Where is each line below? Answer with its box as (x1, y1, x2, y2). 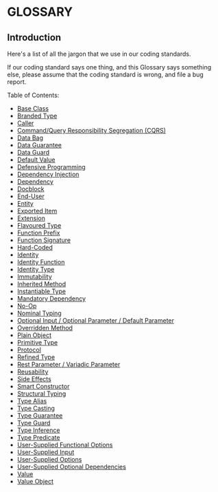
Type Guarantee (16, 411, 63, 420)
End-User (16, 192, 45, 200)
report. (7, 78, 27, 86)
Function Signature (16, 236, 71, 244)
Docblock (16, 185, 45, 193)
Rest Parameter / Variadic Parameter (16, 361, 121, 368)
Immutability (16, 272, 53, 281)
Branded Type (16, 111, 58, 120)
